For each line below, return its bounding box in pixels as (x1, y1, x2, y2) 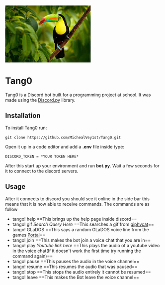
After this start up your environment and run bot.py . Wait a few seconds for (5, 162, 160, 168)
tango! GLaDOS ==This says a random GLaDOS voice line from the (12, 226, 149, 232)
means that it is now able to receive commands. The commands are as (5, 201, 150, 207)
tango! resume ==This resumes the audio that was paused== (12, 264, 138, 270)
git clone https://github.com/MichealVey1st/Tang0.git (5, 135, 121, 140)
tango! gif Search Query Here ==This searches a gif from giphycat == (12, 221, 154, 227)
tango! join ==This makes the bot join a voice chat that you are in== (12, 237, 151, 243)
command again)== (12, 253, 53, 259)
